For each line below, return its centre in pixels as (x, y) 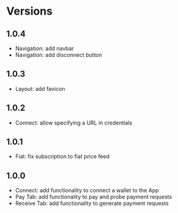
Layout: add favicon (40, 88)
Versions (30, 11)
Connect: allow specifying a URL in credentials (74, 123)
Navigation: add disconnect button (59, 55)
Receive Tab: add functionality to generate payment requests (92, 203)
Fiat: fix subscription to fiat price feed (62, 156)
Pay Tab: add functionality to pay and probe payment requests (94, 197)
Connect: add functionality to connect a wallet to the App (87, 190)
